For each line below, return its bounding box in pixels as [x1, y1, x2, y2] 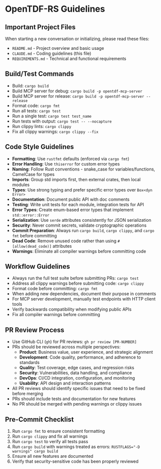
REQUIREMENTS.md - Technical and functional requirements [12, 56, 126, 62]
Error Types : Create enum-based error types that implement [12, 207, 134, 213]
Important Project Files [5, 23, 76, 31]
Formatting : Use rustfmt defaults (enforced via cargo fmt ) [12, 155, 130, 162]
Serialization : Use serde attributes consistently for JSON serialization [12, 217, 152, 223]
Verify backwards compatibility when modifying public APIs [12, 306, 132, 312]
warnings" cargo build [12, 449, 58, 454]
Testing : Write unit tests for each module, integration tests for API [12, 201, 144, 207]
